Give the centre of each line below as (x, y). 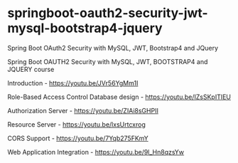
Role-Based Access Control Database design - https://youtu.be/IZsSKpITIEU (119, 97)
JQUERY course (31, 69)
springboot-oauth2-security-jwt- (108, 13)
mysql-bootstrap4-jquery (85, 28)
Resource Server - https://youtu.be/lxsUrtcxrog (76, 124)
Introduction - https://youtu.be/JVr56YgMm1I (73, 83)
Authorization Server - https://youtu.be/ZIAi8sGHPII (83, 110)
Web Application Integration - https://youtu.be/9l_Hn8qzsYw (96, 152)
